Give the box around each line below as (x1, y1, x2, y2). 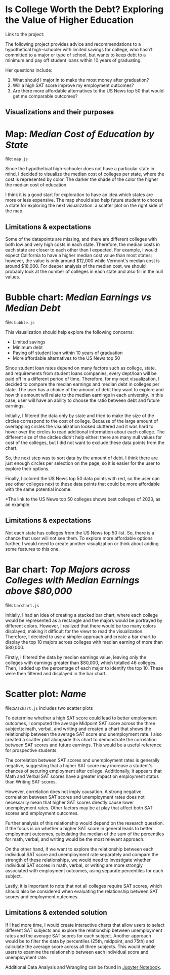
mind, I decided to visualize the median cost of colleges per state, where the (5, 171, 164, 177)
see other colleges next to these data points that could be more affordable (5, 481, 160, 487)
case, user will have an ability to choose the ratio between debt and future (5, 397, 160, 403)
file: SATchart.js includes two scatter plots (5, 705, 93, 711)
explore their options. (5, 466, 50, 472)
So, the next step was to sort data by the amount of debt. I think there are (5, 455, 158, 461)
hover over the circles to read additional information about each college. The (5, 429, 165, 435)
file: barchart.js (5, 602, 39, 608)
